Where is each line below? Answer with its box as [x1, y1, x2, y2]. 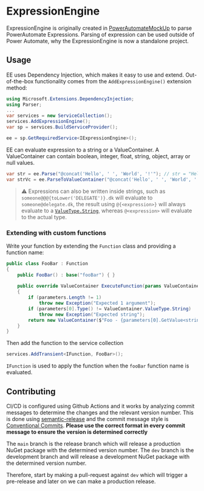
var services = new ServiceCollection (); [6, 113, 113, 119]
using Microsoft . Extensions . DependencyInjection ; [6, 96, 135, 102]
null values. [6, 159, 35, 166]
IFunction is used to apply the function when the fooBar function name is [6, 362, 189, 369]
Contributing [6, 386, 56, 397]
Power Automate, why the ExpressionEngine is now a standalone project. [6, 37, 189, 44]
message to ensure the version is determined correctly [6, 428, 148, 436]
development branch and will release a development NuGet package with [6, 453, 190, 460]
